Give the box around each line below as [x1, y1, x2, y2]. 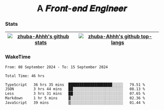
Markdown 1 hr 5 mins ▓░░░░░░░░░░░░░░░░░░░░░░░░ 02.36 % [5, 96, 145, 101]
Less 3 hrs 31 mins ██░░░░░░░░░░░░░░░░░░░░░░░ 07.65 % [5, 91, 145, 96]
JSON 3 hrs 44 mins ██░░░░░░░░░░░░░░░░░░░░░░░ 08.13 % [5, 87, 145, 92]
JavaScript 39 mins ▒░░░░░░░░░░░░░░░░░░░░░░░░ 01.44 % [5, 100, 145, 105]
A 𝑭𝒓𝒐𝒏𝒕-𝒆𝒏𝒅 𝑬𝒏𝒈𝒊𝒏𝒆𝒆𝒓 [37, 3, 127, 14]
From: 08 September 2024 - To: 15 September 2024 [5, 64, 108, 70]
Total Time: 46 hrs [5, 73, 45, 78]
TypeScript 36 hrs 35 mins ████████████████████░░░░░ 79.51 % [5, 82, 145, 87]
